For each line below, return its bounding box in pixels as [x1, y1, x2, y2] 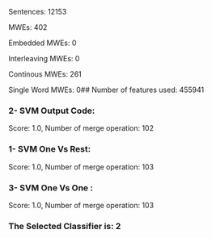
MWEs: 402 [8, 23, 48, 31]
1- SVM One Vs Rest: [8, 144, 91, 155]
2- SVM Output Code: [8, 105, 95, 116]
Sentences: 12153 [8, 7, 67, 16]
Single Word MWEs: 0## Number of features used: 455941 [8, 85, 205, 94]
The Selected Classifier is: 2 [8, 220, 121, 232]
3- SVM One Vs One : [8, 182, 93, 193]
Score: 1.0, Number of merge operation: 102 [8, 123, 154, 133]
